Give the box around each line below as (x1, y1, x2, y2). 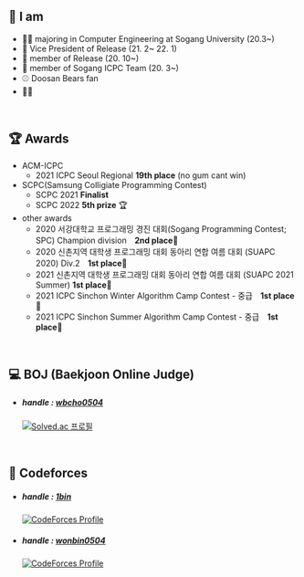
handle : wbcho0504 (21, 396, 104, 407)
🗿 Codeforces (8, 466, 89, 481)
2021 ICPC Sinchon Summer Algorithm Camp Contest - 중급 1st (35, 311, 279, 322)
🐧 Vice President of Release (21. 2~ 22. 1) (21, 43, 177, 54)
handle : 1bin (21, 490, 72, 502)
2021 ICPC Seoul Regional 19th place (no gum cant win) (35, 170, 246, 181)
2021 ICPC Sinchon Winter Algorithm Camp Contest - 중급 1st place (35, 289, 295, 301)
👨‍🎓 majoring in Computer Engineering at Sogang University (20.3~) (21, 33, 275, 44)
